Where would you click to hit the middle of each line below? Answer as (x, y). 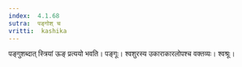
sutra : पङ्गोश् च (35, 23)
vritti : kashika (38, 31)
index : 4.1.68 (34, 16)
